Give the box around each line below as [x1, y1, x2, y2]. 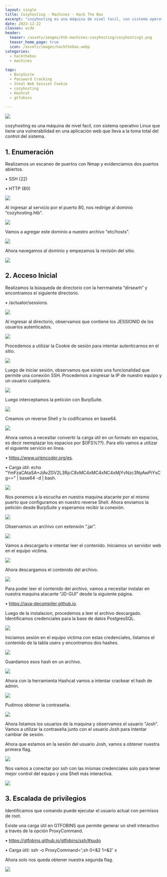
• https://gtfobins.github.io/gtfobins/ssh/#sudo [5, 837, 101, 843]
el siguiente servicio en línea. [5, 445, 65, 451]
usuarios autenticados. [5, 324, 52, 330]
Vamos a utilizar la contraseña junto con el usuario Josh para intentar [5, 726, 147, 732]
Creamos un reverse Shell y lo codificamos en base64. [5, 415, 117, 421]
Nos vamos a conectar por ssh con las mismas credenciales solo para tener [5, 765, 161, 771]
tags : [5, 68, 16, 73]
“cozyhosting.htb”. [5, 209, 43, 215]
